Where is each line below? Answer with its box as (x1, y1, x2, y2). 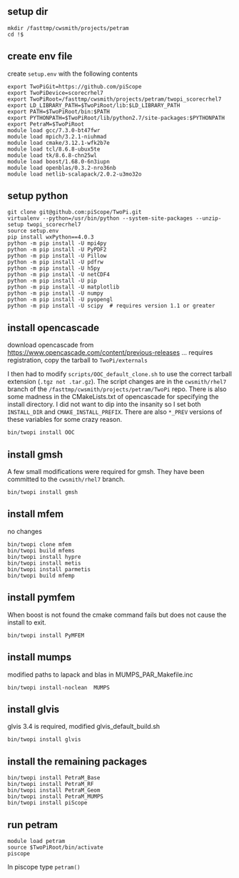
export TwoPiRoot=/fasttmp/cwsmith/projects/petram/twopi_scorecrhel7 (7, 96, 222, 103)
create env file (7, 50, 73, 63)
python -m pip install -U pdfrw (7, 258, 103, 266)
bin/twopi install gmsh (7, 489, 78, 496)
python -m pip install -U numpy (7, 290, 103, 297)
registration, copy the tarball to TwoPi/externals (7, 356, 148, 365)
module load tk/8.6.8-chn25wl (7, 151, 98, 159)
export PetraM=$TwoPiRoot (7, 121, 84, 128)
